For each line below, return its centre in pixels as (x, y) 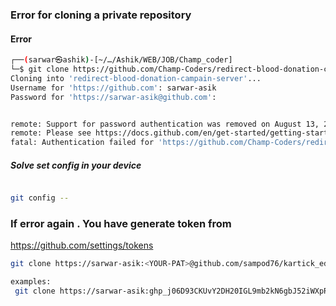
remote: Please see (51, 133)
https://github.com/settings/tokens (82, 245)
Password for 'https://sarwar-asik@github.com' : (113, 97)
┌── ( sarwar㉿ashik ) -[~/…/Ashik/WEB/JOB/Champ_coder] (121, 60)
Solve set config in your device (76, 165)
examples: (31, 282)
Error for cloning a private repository (101, 15)
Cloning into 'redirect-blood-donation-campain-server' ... (136, 78)
